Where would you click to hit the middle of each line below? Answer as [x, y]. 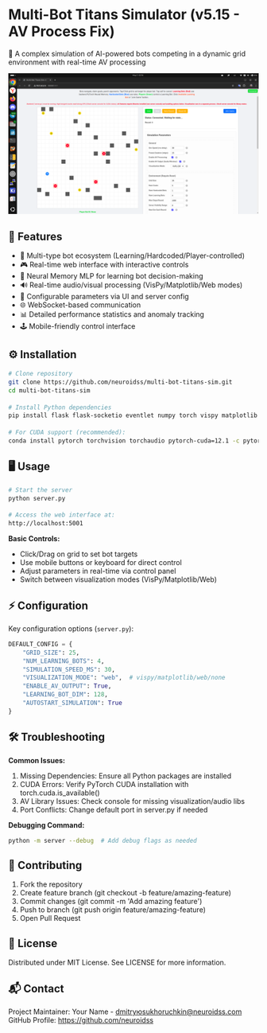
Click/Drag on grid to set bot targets [79, 554]
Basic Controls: [34, 539]
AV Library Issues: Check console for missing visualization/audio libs [132, 801]
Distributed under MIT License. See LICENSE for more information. [117, 963]
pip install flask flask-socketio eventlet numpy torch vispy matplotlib [133, 415]
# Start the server [41, 490]
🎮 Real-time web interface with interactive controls [104, 265]
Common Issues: [37, 760]
